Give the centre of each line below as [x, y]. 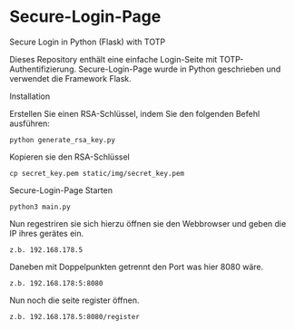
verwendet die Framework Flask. [70, 78]
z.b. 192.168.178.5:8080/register [75, 316]
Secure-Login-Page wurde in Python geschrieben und [180, 69]
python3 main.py [40, 207]
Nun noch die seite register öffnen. [74, 300]
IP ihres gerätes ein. [47, 233]
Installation [30, 96]
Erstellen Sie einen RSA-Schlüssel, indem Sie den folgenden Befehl [135, 113]
